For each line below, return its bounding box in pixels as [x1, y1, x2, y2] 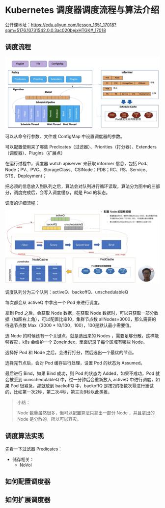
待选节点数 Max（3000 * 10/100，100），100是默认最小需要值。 [5, 322, 134, 328]
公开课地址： [5, 22, 31, 28]
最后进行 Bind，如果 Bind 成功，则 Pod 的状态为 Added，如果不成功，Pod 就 [5, 370, 160, 376]
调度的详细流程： [5, 200, 40, 206]
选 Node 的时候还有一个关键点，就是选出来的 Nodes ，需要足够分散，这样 [5, 332, 155, 338]
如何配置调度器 [5, 477, 51, 486]
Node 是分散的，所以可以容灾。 [17, 416, 82, 422]
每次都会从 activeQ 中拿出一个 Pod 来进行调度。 [5, 299, 102, 305]
